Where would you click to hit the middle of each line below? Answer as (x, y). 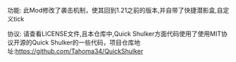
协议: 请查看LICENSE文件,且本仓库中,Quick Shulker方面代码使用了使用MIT (114, 34)
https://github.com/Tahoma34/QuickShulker (79, 51)
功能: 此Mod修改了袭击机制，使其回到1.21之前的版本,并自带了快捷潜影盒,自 (115, 10)
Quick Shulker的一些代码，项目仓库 (83, 42)
